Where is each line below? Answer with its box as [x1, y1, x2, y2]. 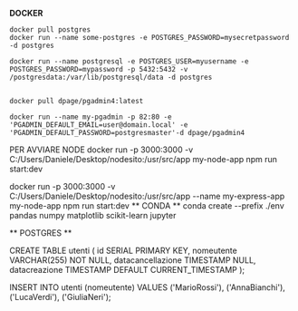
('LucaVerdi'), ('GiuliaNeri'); [9, 292, 111, 302]
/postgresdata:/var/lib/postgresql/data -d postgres [9, 73, 213, 82]
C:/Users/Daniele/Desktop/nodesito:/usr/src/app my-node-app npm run [9, 154, 278, 164]
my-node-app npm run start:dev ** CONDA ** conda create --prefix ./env [9, 200, 285, 211]
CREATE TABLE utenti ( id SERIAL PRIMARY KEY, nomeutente [9, 245, 237, 256]
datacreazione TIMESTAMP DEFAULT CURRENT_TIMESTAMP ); [9, 265, 245, 275]
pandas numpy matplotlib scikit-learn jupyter [9, 210, 177, 220]
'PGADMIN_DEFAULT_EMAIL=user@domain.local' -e [9, 121, 188, 130]
